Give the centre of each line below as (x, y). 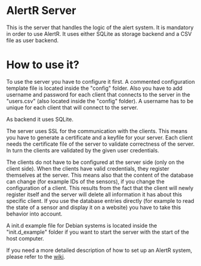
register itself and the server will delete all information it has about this (94, 194)
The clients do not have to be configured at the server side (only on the (95, 162)
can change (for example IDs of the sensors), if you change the (86, 181)
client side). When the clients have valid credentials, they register (88, 168)
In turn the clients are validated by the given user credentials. (83, 150)
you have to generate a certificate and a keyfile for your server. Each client (100, 137)
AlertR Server (41, 11)
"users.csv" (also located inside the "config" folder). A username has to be (100, 101)
